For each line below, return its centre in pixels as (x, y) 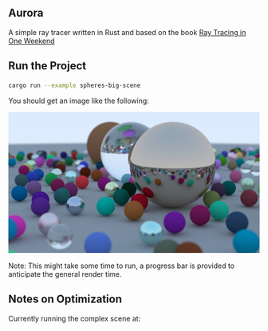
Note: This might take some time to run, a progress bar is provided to (122, 266)
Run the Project (47, 66)
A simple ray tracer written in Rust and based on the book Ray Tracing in (127, 32)
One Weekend (32, 41)
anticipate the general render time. (65, 274)
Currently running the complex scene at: (75, 318)
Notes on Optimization (65, 299)
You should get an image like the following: (79, 100)
